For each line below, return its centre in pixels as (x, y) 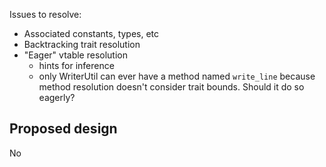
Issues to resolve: (45, 14)
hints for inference (76, 65)
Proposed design (63, 129)
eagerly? (57, 97)
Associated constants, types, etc (91, 33)
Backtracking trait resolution (82, 44)
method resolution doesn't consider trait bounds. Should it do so (171, 87)
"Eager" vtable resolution (76, 55)
